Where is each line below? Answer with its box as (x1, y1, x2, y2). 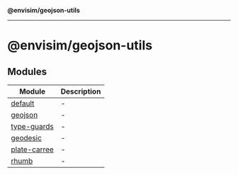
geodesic (11, 133, 42, 142)
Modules (7, 65, 47, 77)
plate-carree (11, 145, 55, 154)
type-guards (11, 122, 55, 131)
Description (60, 86, 101, 96)
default (11, 98, 35, 108)
